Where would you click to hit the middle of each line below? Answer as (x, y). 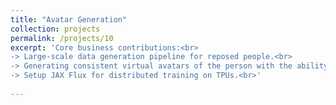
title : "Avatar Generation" (69, 19)
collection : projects (55, 29)
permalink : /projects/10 (62, 38)
